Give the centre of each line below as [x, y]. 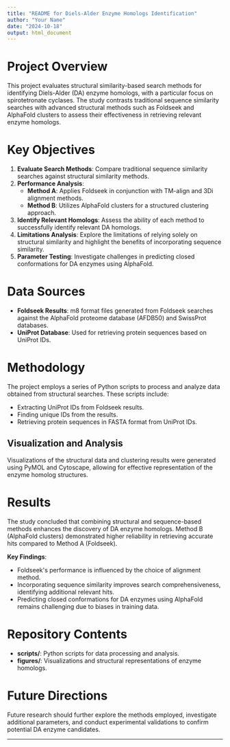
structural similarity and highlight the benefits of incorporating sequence [119, 242]
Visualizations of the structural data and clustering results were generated [112, 460]
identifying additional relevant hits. [66, 592]
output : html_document [39, 33]
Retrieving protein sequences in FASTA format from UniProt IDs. [107, 422]
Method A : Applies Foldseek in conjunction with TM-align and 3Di [120, 191]
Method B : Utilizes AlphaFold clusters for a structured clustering [118, 205]
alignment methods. [55, 198]
